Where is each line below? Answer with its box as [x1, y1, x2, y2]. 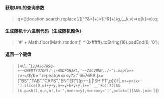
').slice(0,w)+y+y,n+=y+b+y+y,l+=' [17, 83, 92, 88]
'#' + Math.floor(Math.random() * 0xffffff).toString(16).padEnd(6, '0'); [17, 39, 160, 45]
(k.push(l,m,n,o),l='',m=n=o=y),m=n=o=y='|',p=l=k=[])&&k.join [17, 88, 152, 93]
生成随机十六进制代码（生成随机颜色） [5, 28, 84, 34]
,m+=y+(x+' [119, 79, 143, 84]
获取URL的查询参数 [5, 4, 45, 10]
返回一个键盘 [5, 51, 31, 57]
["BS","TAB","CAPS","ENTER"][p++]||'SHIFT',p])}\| [17, 78, 120, 84]
